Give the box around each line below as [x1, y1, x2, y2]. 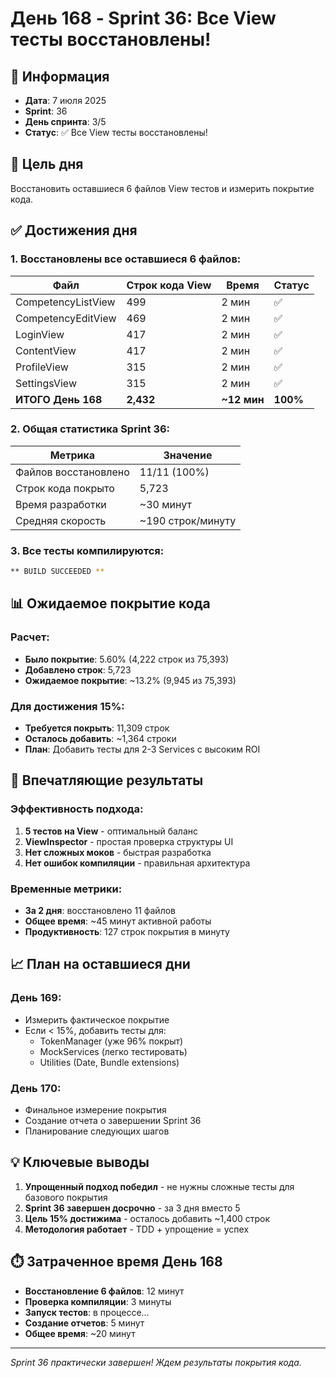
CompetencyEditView [15, 311, 117, 325]
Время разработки [15, 497, 107, 511]
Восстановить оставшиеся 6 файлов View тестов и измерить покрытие [10, 182, 315, 194]
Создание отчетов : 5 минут [24, 1317, 145, 1329]
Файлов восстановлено [15, 465, 130, 479]
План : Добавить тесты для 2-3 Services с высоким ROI [24, 743, 261, 755]
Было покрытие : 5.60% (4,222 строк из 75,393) [24, 653, 230, 665]
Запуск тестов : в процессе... [24, 1306, 150, 1318]
